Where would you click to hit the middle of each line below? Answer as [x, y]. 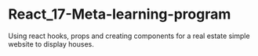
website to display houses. [51, 44]
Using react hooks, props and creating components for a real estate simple [129, 36]
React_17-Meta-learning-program [120, 14]
